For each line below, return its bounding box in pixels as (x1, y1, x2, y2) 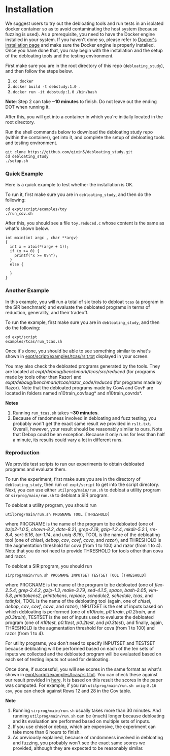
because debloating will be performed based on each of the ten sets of (5, 645, 154, 651)
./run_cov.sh (5, 211, 33, 216)
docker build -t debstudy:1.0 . (12, 84, 81, 89)
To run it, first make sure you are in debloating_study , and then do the (5, 191, 151, 198)
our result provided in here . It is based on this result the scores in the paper (5, 677, 163, 683)
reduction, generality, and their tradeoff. (5, 309, 89, 315)
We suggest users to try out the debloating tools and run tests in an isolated (5, 20, 164, 26)
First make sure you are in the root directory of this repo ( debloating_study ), (5, 62, 164, 69)
